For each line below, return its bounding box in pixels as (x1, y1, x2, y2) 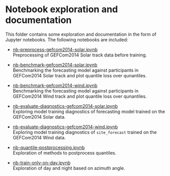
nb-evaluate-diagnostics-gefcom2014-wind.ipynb (12, 124, 118, 130)
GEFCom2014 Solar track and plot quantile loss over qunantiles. (12, 72, 147, 78)
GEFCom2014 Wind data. (12, 134, 66, 140)
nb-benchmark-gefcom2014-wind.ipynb (12, 82, 98, 89)
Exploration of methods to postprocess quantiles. (12, 150, 116, 156)
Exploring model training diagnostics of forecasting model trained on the (12, 108, 165, 114)
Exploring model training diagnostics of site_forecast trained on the (12, 129, 157, 135)
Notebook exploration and (5, 4, 118, 15)
